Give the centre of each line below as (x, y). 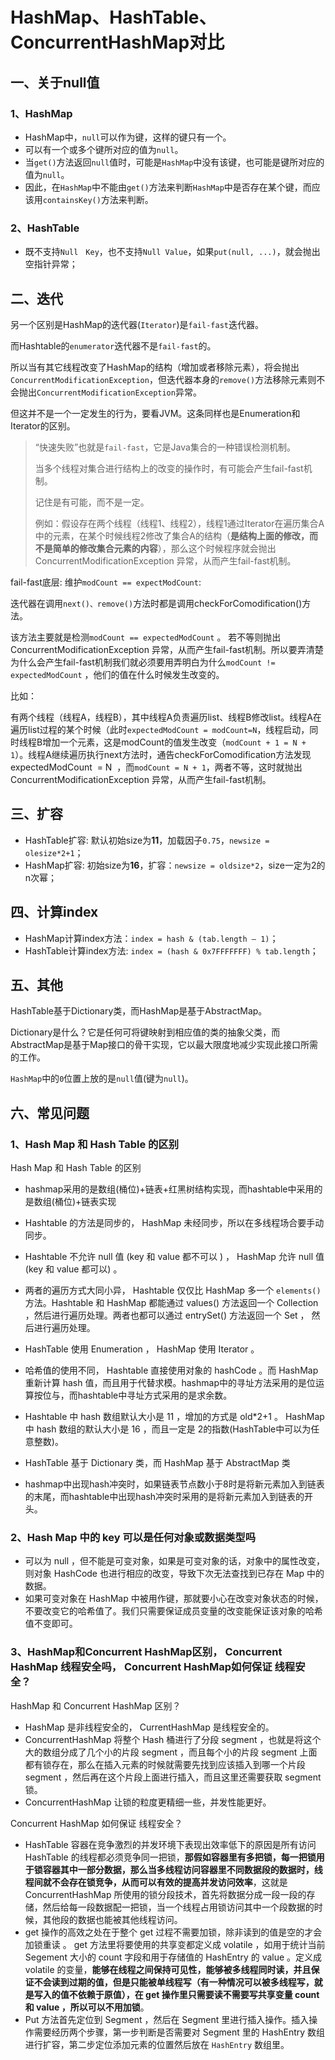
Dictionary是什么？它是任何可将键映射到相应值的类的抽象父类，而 (145, 1032)
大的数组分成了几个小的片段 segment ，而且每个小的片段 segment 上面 (171, 1752)
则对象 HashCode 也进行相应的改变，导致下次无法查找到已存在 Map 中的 (174, 1574)
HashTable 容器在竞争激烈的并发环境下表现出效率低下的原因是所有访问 (170, 1844)
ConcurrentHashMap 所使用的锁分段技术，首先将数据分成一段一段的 (165, 1894)
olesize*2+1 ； (54, 852)
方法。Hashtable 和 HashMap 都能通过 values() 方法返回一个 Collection (171, 1303)
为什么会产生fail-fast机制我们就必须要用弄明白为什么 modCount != (143, 662)
